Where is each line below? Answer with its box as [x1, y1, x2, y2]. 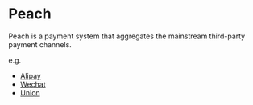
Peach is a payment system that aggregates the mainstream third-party [8, 31, 246, 41]
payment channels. [8, 39, 73, 49]
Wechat [19, 79, 46, 89]
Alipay [19, 71, 42, 80]
